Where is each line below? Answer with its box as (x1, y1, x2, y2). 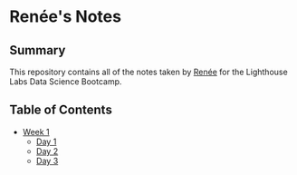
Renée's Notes (9, 6, 122, 27)
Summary (9, 43, 66, 58)
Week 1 (22, 126, 50, 137)
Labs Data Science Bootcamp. (9, 76, 122, 87)
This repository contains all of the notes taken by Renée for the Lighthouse (9, 66, 288, 77)
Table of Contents (9, 102, 113, 118)
